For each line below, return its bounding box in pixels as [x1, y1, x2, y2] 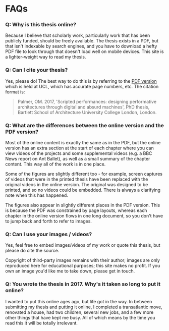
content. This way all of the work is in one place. [5, 161, 106, 167]
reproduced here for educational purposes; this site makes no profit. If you [5, 263, 160, 269]
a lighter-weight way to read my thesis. [5, 54, 86, 60]
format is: [5, 89, 25, 95]
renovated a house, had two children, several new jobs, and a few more [5, 309, 154, 315]
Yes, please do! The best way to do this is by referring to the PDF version [5, 78, 157, 84]
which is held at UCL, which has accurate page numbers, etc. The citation [5, 83, 159, 89]
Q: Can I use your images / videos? [5, 231, 92, 238]
